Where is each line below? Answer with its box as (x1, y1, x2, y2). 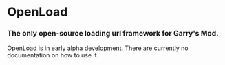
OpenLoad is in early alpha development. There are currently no (7, 44, 189, 52)
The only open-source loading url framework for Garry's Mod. (7, 29, 219, 38)
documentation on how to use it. (7, 51, 98, 60)
